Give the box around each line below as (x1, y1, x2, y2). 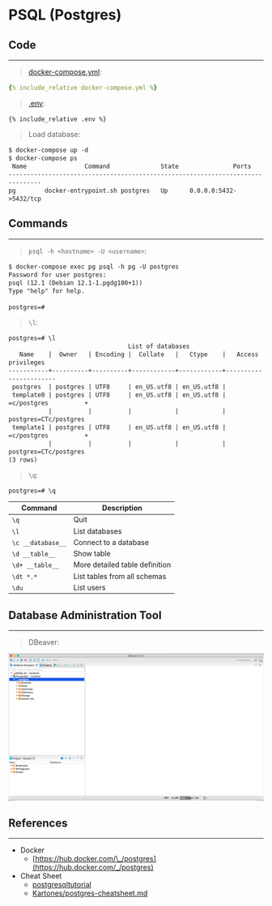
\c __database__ (11, 539, 67, 547)
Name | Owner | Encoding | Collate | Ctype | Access (19, 350, 259, 359)
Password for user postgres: (8, 270, 107, 279)
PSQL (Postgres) (8, 6, 122, 24)
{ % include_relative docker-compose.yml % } (8, 84, 158, 92)
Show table (73, 549, 111, 559)
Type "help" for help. (8, 286, 85, 295)
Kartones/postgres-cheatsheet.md (32, 888, 148, 898)
